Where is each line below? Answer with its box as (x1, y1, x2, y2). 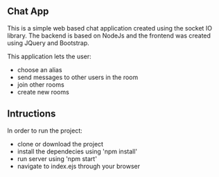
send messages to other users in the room (17, 73, 139, 81)
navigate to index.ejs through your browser (17, 162, 141, 170)
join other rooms (17, 80, 64, 89)
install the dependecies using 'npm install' (17, 147, 138, 155)
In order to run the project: (7, 126, 83, 135)
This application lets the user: (7, 52, 91, 60)
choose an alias (17, 65, 62, 74)
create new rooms (17, 87, 69, 96)
